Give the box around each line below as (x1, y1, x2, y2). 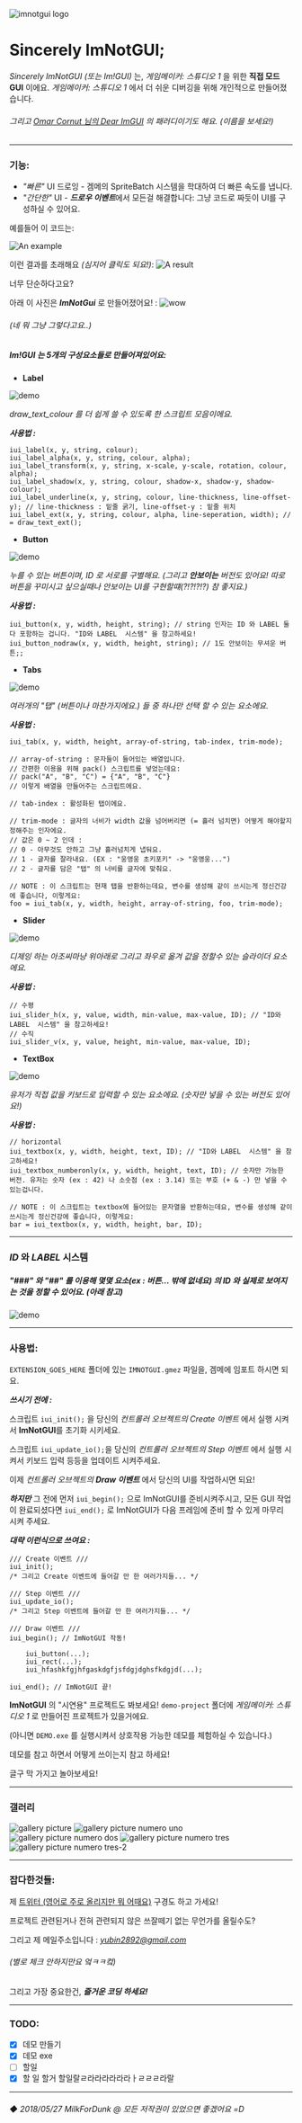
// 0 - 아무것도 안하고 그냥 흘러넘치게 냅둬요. (9, 845, 163, 854)
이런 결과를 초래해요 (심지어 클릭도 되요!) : (9, 259, 155, 270)
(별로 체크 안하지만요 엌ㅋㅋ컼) (9, 1957, 117, 1967)
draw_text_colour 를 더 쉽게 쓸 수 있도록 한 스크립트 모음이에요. (9, 409, 234, 420)
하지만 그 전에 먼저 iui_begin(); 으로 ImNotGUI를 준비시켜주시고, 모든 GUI (9, 1494, 275, 1504)
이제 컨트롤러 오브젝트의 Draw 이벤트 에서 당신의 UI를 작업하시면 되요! (9, 1475, 256, 1485)
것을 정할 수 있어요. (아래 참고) (18, 1286, 124, 1297)
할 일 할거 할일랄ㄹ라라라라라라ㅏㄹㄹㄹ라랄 (22, 2073, 175, 2083)
